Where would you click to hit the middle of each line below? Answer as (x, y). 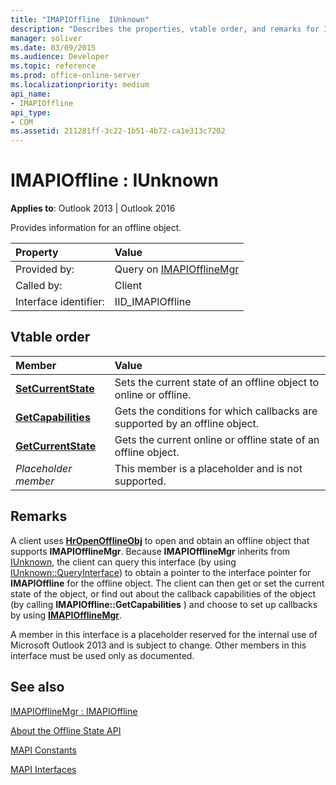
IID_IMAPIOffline (153, 302)
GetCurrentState (56, 446)
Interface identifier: (60, 302)
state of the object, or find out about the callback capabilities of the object (163, 593)
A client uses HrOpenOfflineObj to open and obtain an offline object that (160, 540)
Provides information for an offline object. (96, 228)
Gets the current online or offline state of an (217, 439)
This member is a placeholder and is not (208, 468)
